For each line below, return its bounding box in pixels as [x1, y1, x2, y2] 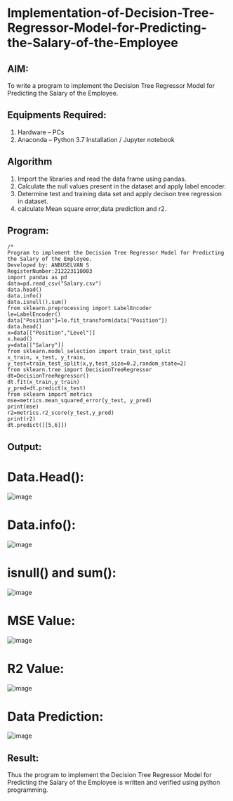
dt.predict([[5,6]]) [7, 422, 68, 429]
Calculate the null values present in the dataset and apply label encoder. [17, 181, 227, 191]
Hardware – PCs [17, 128, 65, 136]
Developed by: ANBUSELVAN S [7, 262, 90, 269]
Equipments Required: [7, 109, 107, 121]
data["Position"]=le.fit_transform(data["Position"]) [7, 317, 168, 324]
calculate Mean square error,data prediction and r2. [17, 204, 167, 212]
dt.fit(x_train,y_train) [7, 378, 80, 386]
